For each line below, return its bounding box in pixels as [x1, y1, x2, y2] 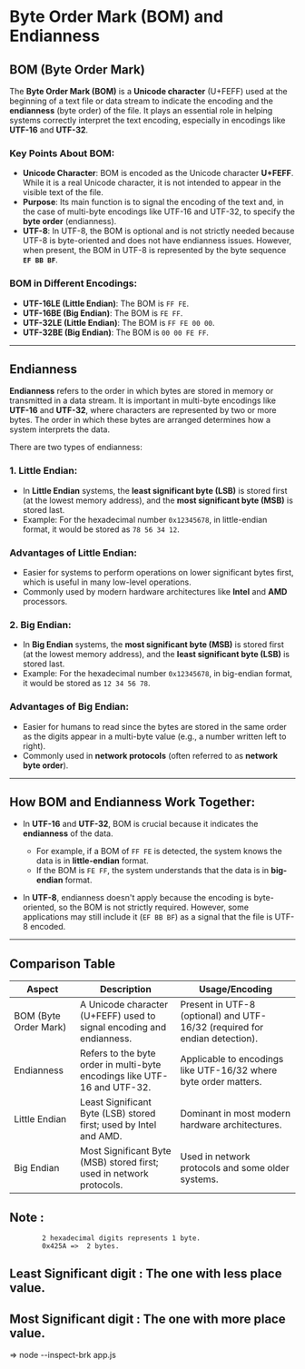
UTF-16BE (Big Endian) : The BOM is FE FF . [22, 307, 183, 319]
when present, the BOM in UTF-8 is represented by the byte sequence [22, 245, 287, 256]
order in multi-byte [80, 1059, 162, 1071]
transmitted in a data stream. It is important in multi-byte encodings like [9, 395, 277, 406]
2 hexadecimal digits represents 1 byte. [42, 1234, 202, 1243]
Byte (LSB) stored [80, 1108, 156, 1120]
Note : [9, 1209, 44, 1225]
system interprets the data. [9, 424, 111, 435]
